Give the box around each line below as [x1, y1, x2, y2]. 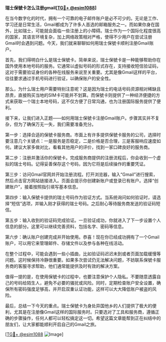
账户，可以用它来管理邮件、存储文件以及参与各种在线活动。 [5, 240, 126, 246]
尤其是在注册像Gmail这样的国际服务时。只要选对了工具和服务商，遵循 [13, 309, 156, 315]
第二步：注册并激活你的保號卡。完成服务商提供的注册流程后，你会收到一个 [5, 155, 157, 161]
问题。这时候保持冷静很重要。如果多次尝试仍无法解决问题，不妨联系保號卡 [5, 257, 157, 263]
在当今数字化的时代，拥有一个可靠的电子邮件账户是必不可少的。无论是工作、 [5, 15, 161, 21]
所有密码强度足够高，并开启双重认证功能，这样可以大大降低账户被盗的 [9, 286, 152, 292]
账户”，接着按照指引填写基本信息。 [9, 184, 81, 190]
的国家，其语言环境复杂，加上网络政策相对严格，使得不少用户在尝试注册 [5, 34, 152, 40]
